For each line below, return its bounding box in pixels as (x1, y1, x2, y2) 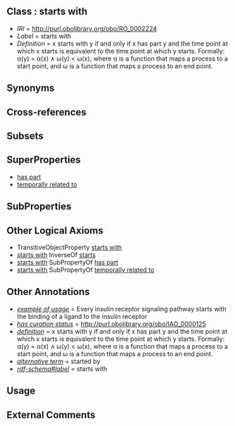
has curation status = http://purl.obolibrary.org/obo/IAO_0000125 (16, 320, 207, 328)
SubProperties (6, 201, 72, 213)
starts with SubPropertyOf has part (16, 258, 119, 266)
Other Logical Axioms (6, 225, 103, 237)
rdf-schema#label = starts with (16, 364, 108, 372)
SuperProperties (6, 154, 82, 166)
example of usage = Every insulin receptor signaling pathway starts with (16, 304, 227, 313)
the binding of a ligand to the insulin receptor (16, 312, 148, 320)
